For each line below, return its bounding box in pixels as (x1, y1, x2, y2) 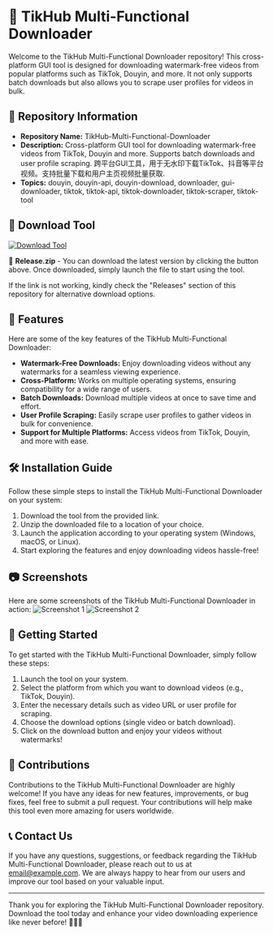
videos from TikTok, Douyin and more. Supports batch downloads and (19, 148, 255, 158)
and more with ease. (19, 436, 89, 446)
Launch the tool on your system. (19, 674, 128, 684)
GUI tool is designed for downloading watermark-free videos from (37, 60, 259, 70)
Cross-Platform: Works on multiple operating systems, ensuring (19, 376, 236, 386)
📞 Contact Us (8, 829, 73, 843)
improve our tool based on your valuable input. (8, 876, 165, 886)
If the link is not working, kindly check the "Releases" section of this (8, 280, 236, 290)
